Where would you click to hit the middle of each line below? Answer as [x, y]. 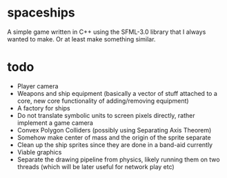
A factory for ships [43, 108]
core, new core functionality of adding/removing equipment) [103, 101]
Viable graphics [39, 152]
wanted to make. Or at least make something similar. [81, 39]
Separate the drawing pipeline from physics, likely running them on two [118, 159]
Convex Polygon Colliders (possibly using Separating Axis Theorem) [114, 130]
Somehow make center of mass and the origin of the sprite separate [114, 137]
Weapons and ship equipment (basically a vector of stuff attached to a [117, 93]
